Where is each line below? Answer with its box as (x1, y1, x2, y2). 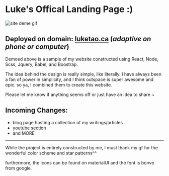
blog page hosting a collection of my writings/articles (12, 119, 123, 125)
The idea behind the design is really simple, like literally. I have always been (5, 71, 162, 77)
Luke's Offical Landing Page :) (5, 4, 133, 15)
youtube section (12, 125, 46, 131)
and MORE (12, 130, 35, 136)
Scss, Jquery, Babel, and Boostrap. (5, 61, 78, 67)
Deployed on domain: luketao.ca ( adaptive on (5, 35, 151, 43)
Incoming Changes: (5, 106, 68, 115)
